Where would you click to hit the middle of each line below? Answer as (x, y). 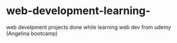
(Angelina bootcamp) (32, 33)
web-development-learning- (78, 11)
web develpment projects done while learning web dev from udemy (88, 27)
